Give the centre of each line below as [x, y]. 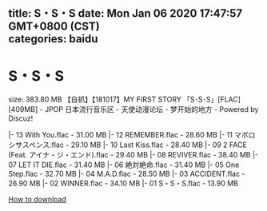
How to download [37, 199]
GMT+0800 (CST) [54, 27]
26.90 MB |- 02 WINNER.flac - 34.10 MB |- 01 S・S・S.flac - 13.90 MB [123, 183]
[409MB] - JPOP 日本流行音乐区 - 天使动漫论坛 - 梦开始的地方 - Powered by [133, 109]
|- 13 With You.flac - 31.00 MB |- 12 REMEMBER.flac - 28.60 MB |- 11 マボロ [132, 135]
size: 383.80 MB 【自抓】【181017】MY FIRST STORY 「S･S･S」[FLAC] [125, 100]
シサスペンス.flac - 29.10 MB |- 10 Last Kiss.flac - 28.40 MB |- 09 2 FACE [128, 145]
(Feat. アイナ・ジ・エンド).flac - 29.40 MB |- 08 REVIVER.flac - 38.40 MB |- [133, 155]
